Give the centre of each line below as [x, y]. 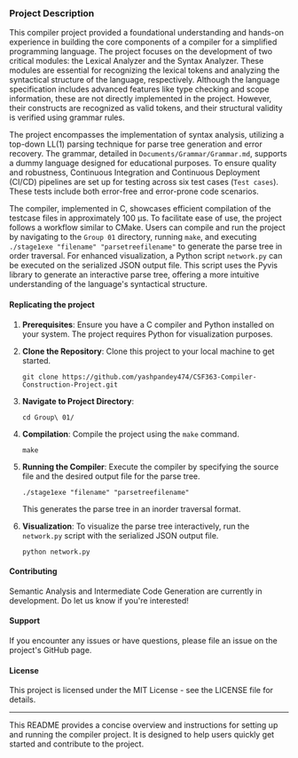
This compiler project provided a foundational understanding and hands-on [147, 33]
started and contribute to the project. [77, 744]
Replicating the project [52, 304]
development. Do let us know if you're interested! [99, 600]
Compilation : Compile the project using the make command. [130, 434]
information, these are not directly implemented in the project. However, [141, 99]
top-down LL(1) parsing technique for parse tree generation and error [136, 144]
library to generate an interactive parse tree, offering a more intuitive [134, 275]
